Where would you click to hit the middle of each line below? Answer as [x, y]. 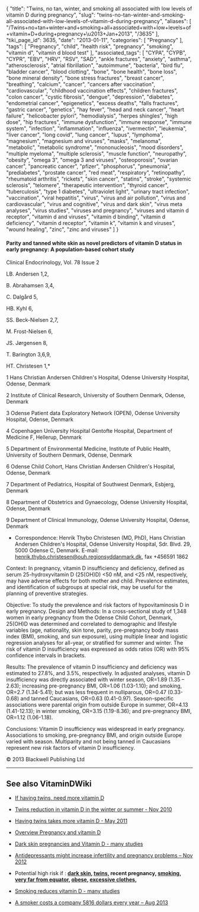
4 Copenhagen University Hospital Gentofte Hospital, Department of [89, 431]
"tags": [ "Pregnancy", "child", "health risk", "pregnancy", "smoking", [90, 46]
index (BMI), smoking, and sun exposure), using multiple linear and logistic [97, 636]
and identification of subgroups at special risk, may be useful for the [89, 587]
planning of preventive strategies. [47, 594]
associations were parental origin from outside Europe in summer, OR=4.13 [97, 705]
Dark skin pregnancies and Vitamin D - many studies [79, 844]
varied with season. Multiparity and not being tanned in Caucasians [88, 742]
